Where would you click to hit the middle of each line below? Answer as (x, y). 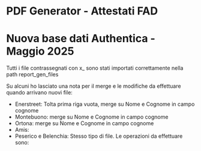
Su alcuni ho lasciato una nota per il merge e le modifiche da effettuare (94, 86)
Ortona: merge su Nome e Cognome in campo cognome (84, 123)
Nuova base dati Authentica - (81, 39)
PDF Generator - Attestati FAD (82, 11)
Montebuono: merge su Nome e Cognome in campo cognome (91, 117)
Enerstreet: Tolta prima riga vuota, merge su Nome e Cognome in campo (105, 104)
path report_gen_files (32, 75)
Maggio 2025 (40, 51)
